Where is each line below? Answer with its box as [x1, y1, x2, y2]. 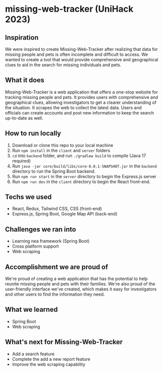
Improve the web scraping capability [12, 361, 86, 367]
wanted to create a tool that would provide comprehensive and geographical [5, 57, 159, 62]
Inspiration [5, 33, 39, 42]
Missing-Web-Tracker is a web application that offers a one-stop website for [5, 89, 158, 95]
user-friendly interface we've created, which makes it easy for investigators [5, 286, 157, 292]
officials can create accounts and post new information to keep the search [5, 110, 154, 116]
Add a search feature [12, 351, 55, 357]
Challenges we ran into [5, 225, 76, 233]
